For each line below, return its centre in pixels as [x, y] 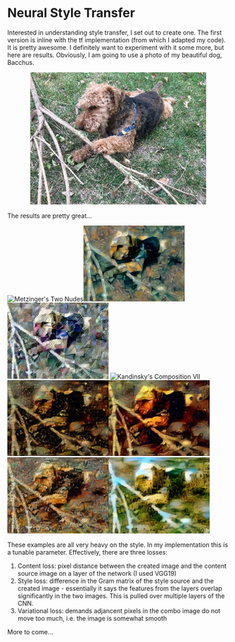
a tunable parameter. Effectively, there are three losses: [87, 552]
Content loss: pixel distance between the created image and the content [122, 566]
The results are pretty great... [50, 216]
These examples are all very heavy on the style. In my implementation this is [118, 545]
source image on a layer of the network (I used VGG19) [97, 573]
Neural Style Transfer [71, 13]
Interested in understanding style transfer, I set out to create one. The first [115, 32]
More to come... [30, 631]
